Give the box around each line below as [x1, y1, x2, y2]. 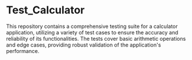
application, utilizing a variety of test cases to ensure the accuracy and [6, 29, 178, 36]
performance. [6, 47, 40, 54]
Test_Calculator [6, 3, 85, 17]
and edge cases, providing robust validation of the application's [6, 41, 161, 48]
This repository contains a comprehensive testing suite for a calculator [6, 23, 178, 30]
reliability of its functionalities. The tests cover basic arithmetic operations [6, 35, 186, 42]
